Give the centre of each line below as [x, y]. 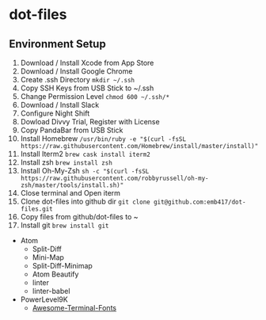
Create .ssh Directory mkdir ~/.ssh [78, 80]
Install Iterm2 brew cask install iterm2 [85, 154]
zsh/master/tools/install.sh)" [72, 185]
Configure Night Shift [55, 113]
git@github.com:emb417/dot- [200, 202]
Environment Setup [57, 44]
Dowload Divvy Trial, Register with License [90, 122]
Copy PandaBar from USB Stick [72, 130]
